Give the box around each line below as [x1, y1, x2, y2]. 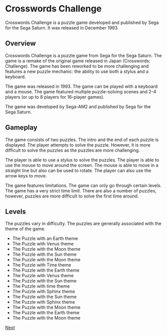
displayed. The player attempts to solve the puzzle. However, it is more [5, 142, 151, 148]
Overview [5, 39, 36, 48]
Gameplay [5, 123, 38, 132]
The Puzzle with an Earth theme [12, 235, 78, 242]
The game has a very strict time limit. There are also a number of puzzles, [5, 187, 157, 193]
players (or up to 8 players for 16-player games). [5, 94, 105, 100]
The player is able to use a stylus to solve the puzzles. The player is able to [5, 157, 160, 163]
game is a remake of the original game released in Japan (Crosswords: [5, 58, 151, 64]
